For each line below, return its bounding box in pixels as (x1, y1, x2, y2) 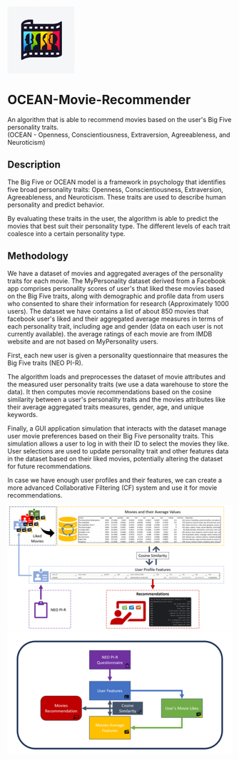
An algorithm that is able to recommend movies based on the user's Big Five (7, 115, 232, 123)
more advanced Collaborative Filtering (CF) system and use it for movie (7, 483, 218, 492)
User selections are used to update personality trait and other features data (7, 446, 229, 455)
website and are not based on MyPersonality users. (7, 337, 159, 346)
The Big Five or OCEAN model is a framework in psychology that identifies (7, 178, 226, 186)
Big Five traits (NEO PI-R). (7, 359, 83, 367)
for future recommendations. (7, 462, 92, 471)
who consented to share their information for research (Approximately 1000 (7, 299, 230, 308)
